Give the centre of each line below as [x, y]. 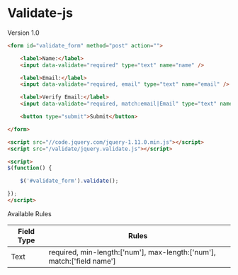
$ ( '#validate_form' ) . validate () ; [69, 181]
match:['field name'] [82, 261]
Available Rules [29, 213]
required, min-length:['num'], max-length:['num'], [132, 252]
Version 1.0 [23, 33]
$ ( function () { [30, 168]
